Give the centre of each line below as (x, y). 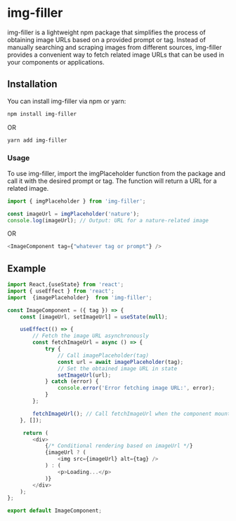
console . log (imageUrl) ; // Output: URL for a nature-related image (108, 220)
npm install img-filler (42, 114)
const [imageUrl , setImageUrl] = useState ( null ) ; (94, 317)
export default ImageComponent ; (54, 511)
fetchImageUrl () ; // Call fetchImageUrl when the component (122, 414)
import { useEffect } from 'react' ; (61, 291)
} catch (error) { (72, 381)
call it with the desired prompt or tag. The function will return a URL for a (112, 181)
